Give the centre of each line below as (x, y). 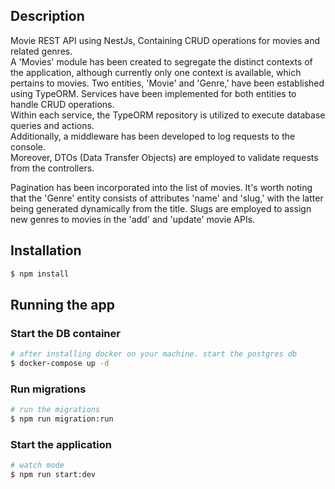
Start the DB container (65, 333)
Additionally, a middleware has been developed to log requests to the (153, 136)
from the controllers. (52, 168)
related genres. (41, 51)
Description (47, 16)
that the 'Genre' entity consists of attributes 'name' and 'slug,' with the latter (167, 198)
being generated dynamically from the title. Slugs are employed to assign (161, 208)
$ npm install (40, 274)
